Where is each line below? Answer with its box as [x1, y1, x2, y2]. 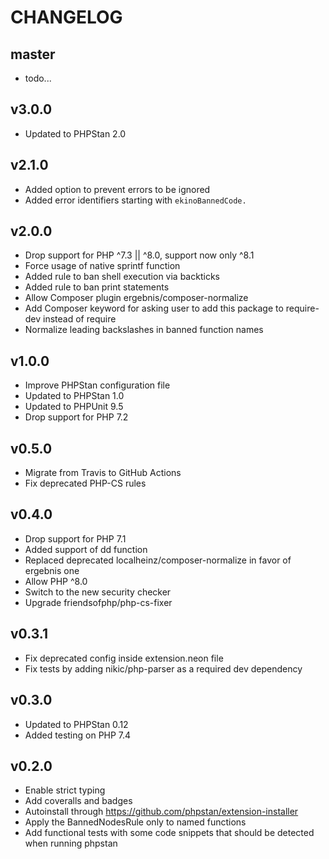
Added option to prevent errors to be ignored [24, 183, 211, 195]
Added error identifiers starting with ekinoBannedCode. [24, 194, 247, 206]
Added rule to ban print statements [24, 281, 170, 293]
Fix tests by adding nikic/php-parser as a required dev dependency [24, 662, 303, 675]
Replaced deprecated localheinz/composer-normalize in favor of [24, 554, 292, 566]
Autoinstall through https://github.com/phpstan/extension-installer [24, 806, 299, 818]
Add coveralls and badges [24, 795, 133, 807]
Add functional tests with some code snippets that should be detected [24, 827, 315, 839]
